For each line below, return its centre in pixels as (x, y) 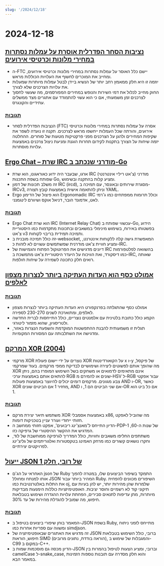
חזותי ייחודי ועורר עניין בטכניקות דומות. (47, 420)
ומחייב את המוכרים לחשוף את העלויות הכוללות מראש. (62, 76)
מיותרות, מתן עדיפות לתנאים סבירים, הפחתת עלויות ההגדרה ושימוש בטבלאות (83, 494)
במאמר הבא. (24, 559)
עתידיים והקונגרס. (28, 102)
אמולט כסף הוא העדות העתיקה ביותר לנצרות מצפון (79, 275)
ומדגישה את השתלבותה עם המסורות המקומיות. (56, 333)
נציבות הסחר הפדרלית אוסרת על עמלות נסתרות (75, 52)
